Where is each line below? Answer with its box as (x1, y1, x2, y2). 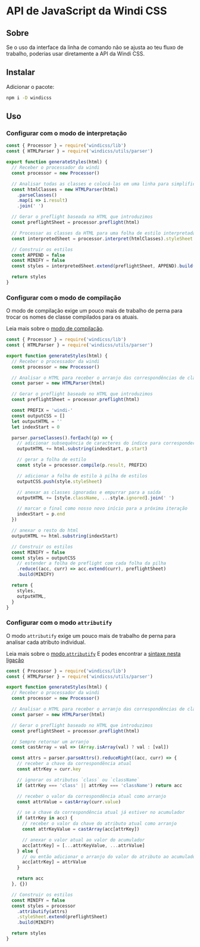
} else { (17, 848, 39, 854)
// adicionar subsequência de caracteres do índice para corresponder (17, 440, 196, 446)
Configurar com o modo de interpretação (6, 129, 127, 137)
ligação (6, 656, 24, 664)
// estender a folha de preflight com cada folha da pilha (17, 560, 167, 566)
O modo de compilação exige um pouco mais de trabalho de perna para (6, 307, 183, 314)
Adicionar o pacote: (6, 83, 55, 90)
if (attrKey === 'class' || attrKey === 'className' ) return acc (17, 782, 183, 788)
